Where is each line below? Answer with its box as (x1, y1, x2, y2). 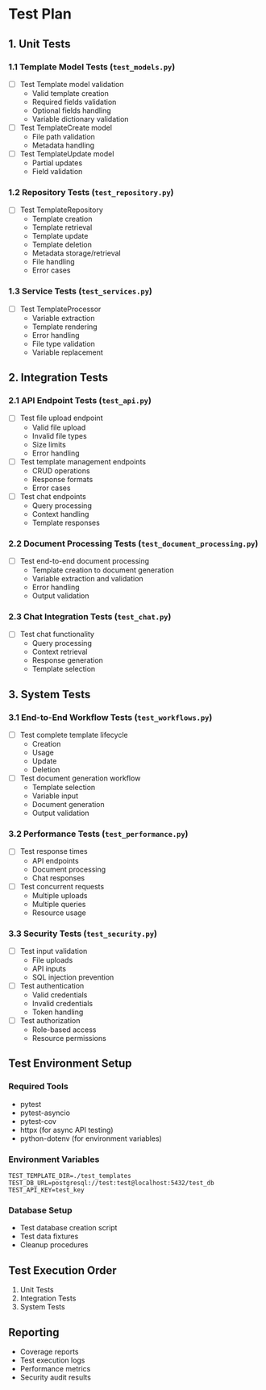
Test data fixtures (19, 1231, 79, 1242)
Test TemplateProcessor (19, 304, 102, 314)
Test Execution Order (8, 1263, 117, 1277)
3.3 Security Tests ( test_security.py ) (8, 928, 158, 939)
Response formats (31, 474, 94, 484)
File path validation (31, 132, 95, 141)
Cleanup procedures (19, 1240, 89, 1250)
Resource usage (31, 908, 87, 918)
